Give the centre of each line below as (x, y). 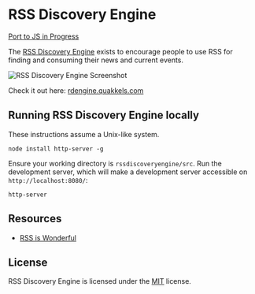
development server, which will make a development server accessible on (128, 172)
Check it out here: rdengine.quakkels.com (76, 90)
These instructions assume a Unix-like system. (84, 134)
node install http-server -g (56, 149)
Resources (35, 219)
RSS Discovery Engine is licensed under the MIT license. (100, 281)
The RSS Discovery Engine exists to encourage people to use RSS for (121, 51)
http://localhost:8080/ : (48, 180)
